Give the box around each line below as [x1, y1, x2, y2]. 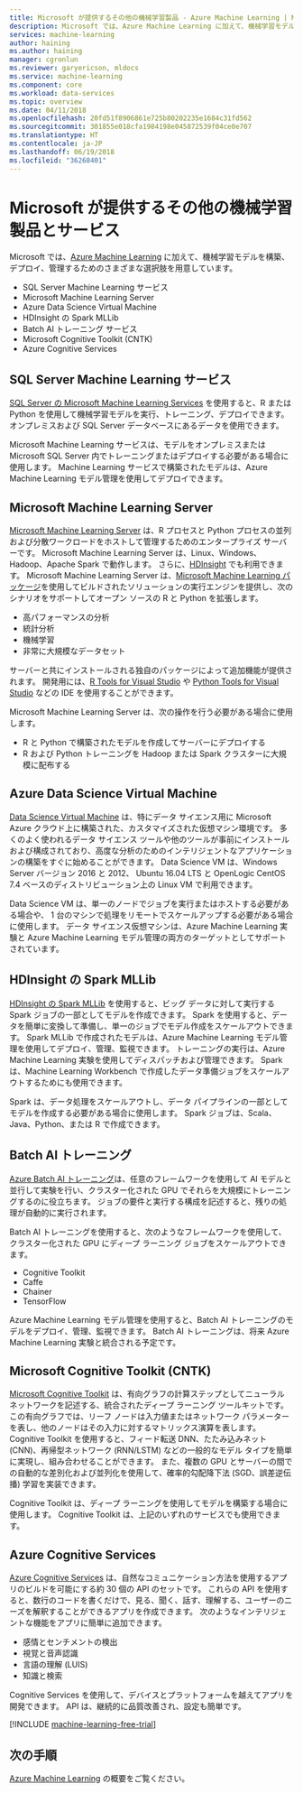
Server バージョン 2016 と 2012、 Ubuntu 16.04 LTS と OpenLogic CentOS [9, 867, 286, 878]
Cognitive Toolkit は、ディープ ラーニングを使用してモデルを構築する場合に [9, 1498, 289, 1509]
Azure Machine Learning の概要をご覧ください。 [9, 1772, 190, 1783]
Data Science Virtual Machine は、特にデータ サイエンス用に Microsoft [9, 811, 272, 822]
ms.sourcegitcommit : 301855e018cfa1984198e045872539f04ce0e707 [9, 123, 252, 132]
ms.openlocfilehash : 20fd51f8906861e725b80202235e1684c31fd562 [9, 114, 252, 123]
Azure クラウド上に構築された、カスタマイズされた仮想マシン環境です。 [9, 822, 278, 833]
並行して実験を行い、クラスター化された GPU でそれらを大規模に [9, 1184, 252, 1196]
